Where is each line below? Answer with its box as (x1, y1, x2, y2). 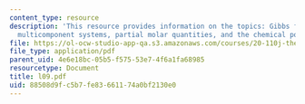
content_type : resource (9, 13, 100, 23)
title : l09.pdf (9, 72, 67, 81)
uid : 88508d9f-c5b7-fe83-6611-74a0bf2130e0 (9, 80, 177, 90)
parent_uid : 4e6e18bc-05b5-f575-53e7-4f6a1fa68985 (9, 55, 205, 64)
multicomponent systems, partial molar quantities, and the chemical (17, 30, 286, 39)
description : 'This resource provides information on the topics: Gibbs (9, 22, 290, 31)
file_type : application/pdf (9, 47, 116, 56)
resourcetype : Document (9, 64, 100, 73)
